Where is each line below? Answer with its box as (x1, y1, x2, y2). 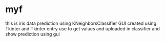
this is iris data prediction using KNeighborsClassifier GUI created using (5, 20, 157, 26)
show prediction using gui (5, 31, 60, 37)
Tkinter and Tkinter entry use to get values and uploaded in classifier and (5, 25, 160, 31)
